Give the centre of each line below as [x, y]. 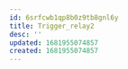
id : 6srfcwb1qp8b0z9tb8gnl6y [64, 17]
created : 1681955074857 [54, 51]
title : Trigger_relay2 [52, 26]
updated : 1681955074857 [54, 43]
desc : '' [26, 34]
